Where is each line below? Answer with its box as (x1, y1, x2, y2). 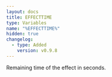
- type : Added (11, 42, 47, 48)
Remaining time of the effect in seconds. (6, 64, 106, 71)
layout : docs (6, 8, 39, 15)
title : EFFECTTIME (6, 14, 52, 20)
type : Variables (6, 20, 47, 26)
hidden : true (6, 31, 39, 37)
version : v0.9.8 (17, 48, 58, 54)
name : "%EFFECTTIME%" (6, 25, 60, 32)
